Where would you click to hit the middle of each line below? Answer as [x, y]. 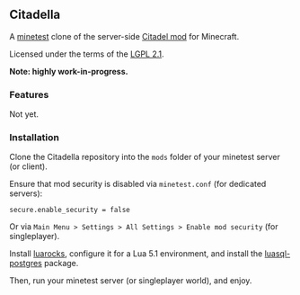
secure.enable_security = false [70, 210]
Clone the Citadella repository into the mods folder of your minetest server [145, 157]
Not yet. [24, 114]
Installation [35, 138]
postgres [26, 264]
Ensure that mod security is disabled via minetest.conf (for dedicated [138, 184]
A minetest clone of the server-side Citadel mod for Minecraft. [124, 36]
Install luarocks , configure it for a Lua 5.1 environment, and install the [136, 254]
